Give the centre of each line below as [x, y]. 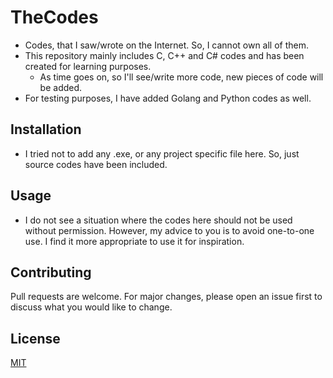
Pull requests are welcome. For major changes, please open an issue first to [166, 297]
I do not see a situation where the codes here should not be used [158, 220]
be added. [61, 87]
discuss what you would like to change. [91, 307]
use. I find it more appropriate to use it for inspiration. [134, 241]
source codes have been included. [96, 164]
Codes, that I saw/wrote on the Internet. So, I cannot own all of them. [167, 45]
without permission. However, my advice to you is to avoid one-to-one [169, 230]
